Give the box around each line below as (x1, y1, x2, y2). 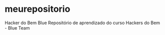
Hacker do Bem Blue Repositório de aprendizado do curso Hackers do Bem (5, 20, 160, 26)
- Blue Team (5, 25, 30, 31)
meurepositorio (5, 3, 71, 15)
